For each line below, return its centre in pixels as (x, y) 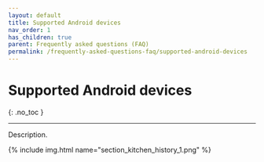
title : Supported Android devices (65, 23)
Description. (28, 135)
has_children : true (40, 37)
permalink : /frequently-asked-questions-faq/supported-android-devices (128, 52)
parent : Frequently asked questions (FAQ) (79, 45)
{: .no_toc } (26, 112)
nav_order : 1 (29, 30)
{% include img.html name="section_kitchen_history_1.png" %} (110, 149)
